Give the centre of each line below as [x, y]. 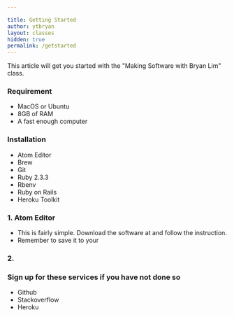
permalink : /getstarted [42, 46]
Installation [27, 139]
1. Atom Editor [31, 218]
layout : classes [31, 33]
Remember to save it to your [58, 240]
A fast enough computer [52, 121]
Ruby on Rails [37, 192]
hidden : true [26, 39]
